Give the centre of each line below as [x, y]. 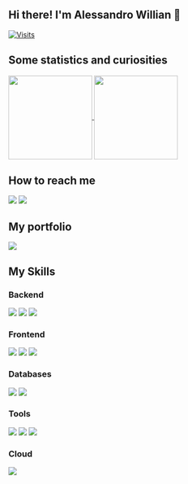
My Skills [32, 271]
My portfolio [40, 227]
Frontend [27, 334]
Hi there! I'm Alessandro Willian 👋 [94, 15]
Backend [26, 294]
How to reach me [52, 181]
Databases [30, 374]
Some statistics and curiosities [88, 61]
